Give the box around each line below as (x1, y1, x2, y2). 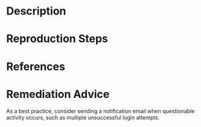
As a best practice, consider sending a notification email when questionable (6, 107, 195, 114)
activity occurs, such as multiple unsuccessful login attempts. (6, 114, 160, 121)
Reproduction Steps (6, 32, 109, 46)
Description (6, 4, 66, 18)
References (6, 59, 65, 73)
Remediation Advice (6, 87, 110, 101)
